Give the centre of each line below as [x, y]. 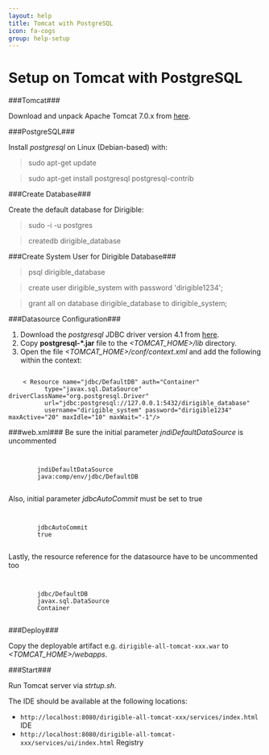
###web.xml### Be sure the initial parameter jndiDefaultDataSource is [126, 433]
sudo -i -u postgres [60, 226]
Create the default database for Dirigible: [76, 209]
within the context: [51, 360]
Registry [130, 743]
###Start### [30, 670]
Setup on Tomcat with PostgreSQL [126, 78]
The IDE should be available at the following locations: [98, 701]
